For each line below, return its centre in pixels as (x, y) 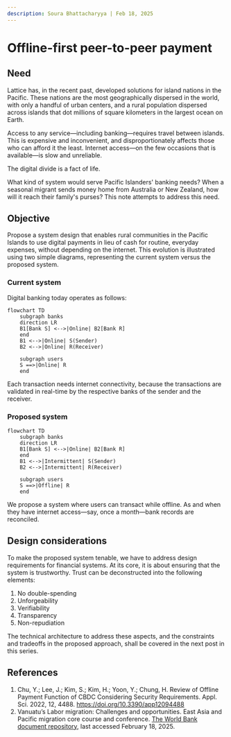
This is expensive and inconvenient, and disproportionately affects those (111, 140)
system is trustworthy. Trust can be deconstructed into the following (105, 572)
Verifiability (33, 608)
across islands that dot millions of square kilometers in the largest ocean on (115, 112)
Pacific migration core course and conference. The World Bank (107, 719)
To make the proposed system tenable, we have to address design (102, 557)
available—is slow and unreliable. (55, 155)
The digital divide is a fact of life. (54, 168)
